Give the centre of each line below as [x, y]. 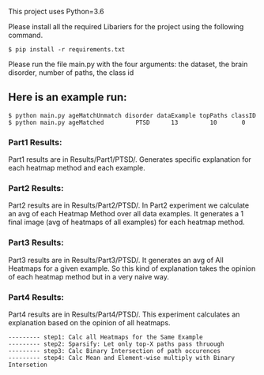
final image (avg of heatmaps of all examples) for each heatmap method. [126, 222]
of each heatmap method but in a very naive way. [89, 276]
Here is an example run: [68, 97]
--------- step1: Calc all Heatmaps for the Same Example [106, 337]
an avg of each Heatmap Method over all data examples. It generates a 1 [126, 214]
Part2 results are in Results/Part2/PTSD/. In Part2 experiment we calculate [129, 205]
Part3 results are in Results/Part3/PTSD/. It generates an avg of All [116, 260]
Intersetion [28, 365]
